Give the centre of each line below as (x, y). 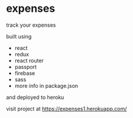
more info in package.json (46, 85)
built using (19, 36)
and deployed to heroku (35, 97)
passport (26, 66)
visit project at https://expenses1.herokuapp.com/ (66, 109)
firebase (25, 73)
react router (29, 60)
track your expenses (31, 25)
